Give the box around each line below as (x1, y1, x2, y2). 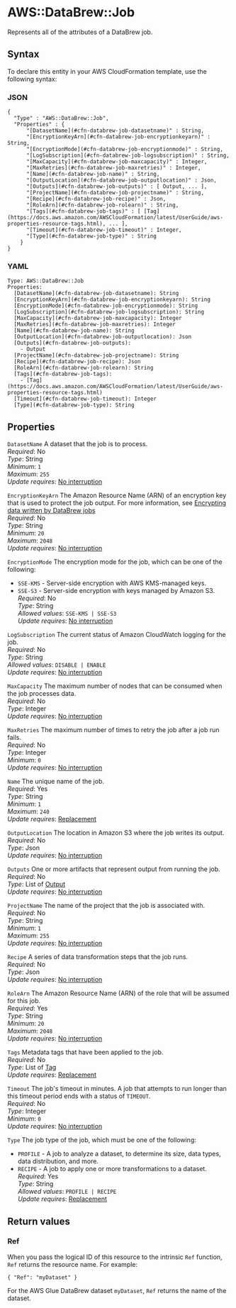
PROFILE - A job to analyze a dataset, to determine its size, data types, (17, 1150, 221, 1158)
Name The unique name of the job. (7, 777, 105, 786)
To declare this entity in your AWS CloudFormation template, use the (7, 67, 207, 75)
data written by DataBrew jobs (7, 506, 96, 515)
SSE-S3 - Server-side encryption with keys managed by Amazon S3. (17, 587, 215, 595)
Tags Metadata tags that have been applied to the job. (7, 1048, 164, 1057)
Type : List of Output (7, 880, 66, 889)
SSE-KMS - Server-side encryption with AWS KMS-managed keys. (17, 579, 207, 587)
